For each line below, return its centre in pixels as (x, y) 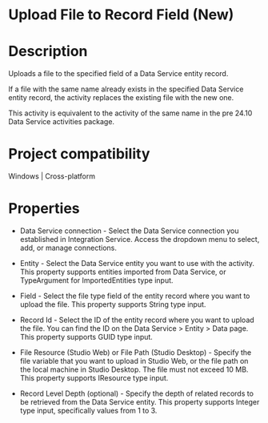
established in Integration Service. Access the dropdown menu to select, (140, 239)
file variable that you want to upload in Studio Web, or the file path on (134, 361)
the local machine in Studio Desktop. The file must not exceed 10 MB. (134, 369)
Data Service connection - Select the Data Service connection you (129, 231)
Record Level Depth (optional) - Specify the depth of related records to (137, 393)
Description (48, 52)
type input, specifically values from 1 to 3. (88, 411)
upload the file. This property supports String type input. (113, 304)
